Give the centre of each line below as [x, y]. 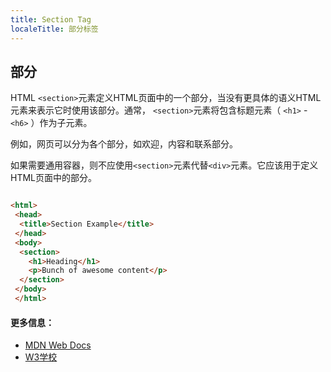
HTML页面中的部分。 [54, 178]
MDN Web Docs [58, 345]
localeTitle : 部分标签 [54, 29]
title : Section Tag [51, 19]
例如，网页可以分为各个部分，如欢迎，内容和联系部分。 [124, 144]
